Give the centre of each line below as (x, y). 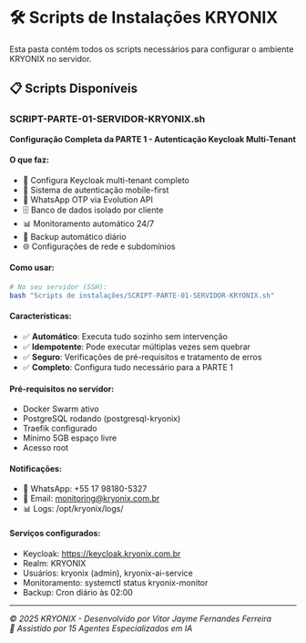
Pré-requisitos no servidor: (62, 389)
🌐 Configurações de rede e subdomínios (99, 246)
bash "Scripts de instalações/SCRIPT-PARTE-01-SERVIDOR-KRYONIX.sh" (142, 296)
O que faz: (30, 160)
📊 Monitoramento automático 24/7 (88, 223)
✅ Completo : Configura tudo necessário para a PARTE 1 (128, 367)
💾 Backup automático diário (74, 236)
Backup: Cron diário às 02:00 (78, 592)
